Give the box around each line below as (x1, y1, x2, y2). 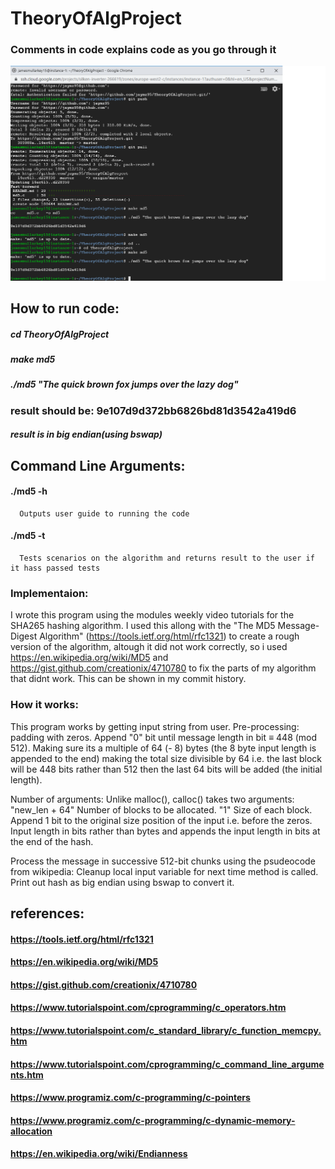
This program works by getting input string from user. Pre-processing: (10, 720, 300, 732)
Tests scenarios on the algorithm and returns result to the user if (19, 553, 315, 564)
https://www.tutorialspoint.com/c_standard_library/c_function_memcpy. (10, 1024, 322, 1036)
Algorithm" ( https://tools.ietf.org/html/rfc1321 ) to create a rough (39, 630, 300, 642)
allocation (10, 1125, 53, 1137)
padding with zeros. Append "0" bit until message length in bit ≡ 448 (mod (10, 731, 318, 743)
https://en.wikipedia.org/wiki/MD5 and (10, 652, 169, 664)
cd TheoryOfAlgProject (10, 328, 110, 340)
